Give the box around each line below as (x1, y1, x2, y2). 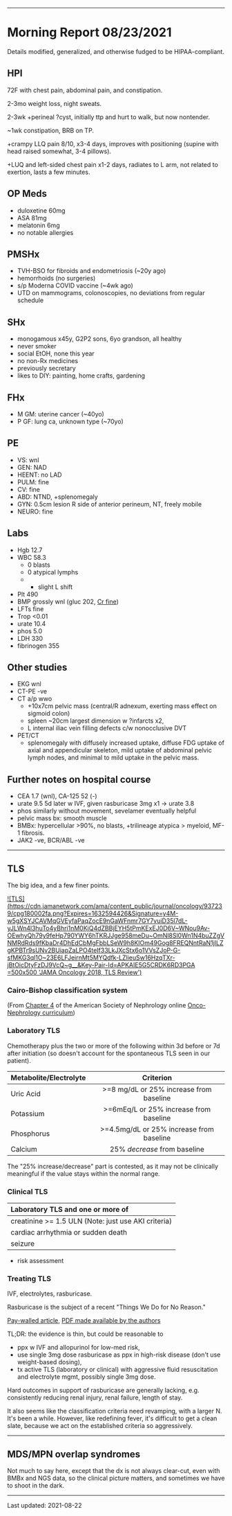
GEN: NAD (17, 463, 47, 471)
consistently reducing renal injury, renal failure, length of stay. (7, 1393, 183, 1402)
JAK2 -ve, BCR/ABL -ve (17, 836, 85, 845)
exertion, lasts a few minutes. (7, 168, 90, 176)
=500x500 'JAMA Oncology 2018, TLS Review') (7, 968, 142, 977)
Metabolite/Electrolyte (10, 1073, 86, 1082)
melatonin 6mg (17, 221, 60, 229)
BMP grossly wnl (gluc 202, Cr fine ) (17, 597, 119, 606)
